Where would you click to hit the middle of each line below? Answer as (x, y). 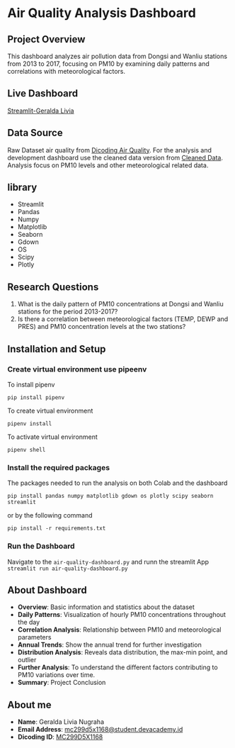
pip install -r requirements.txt (57, 529)
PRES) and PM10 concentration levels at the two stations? (102, 327)
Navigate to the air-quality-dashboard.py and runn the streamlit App (108, 562)
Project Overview (46, 39)
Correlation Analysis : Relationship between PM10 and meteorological (119, 630)
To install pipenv (31, 384)
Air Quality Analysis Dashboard (102, 13)
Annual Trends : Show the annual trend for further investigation (109, 645)
